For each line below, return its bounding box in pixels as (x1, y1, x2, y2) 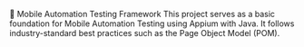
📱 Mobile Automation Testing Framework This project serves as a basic (9, 9, 275, 19)
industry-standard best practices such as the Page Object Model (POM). (9, 28, 280, 38)
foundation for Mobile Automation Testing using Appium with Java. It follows (9, 18, 295, 29)
